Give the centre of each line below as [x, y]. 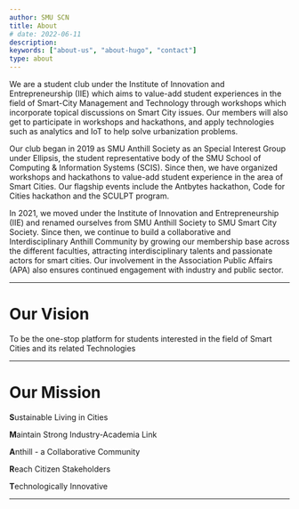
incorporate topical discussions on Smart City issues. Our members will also [149, 113]
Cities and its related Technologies [73, 348]
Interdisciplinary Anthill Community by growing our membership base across [149, 242]
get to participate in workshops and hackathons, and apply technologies [141, 122]
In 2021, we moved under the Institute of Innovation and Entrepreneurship [144, 213]
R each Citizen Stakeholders [60, 469]
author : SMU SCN [39, 17]
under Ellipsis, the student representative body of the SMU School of [135, 158]
